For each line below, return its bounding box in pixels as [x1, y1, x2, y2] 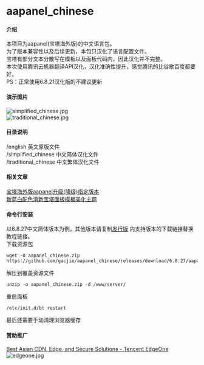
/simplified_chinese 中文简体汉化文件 [6, 150, 99, 158]
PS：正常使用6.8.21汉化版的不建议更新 [6, 78, 103, 86]
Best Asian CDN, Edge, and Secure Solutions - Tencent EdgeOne [6, 346, 169, 353]
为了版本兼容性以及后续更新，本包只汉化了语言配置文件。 [6, 47, 150, 55]
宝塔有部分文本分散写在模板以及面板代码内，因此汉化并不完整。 [6, 55, 166, 63]
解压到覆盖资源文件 [6, 269, 55, 277]
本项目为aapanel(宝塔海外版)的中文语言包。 [6, 40, 115, 47]
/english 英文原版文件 [6, 143, 60, 150]
